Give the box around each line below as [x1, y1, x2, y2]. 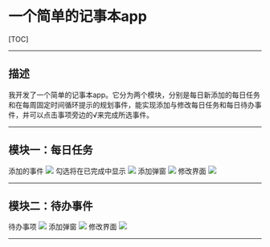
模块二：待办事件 [8, 199, 93, 213]
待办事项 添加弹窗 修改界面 [8, 222, 117, 232]
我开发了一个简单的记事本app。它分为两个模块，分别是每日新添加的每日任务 [8, 90, 261, 99]
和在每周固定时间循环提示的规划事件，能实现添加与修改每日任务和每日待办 [8, 99, 255, 109]
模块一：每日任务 [8, 144, 93, 157]
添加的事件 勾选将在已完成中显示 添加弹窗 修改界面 [8, 166, 207, 176]
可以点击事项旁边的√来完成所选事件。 [29, 110, 154, 119]
